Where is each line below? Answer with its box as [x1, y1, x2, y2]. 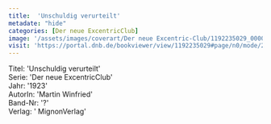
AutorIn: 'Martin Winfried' [8, 89, 94, 99]
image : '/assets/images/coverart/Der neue [8, 34, 153, 43]
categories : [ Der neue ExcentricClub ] [8, 27, 139, 35]
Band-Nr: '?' [8, 98, 49, 108]
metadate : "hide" [8, 19, 67, 27]
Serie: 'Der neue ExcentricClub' [8, 72, 113, 82]
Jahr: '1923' [8, 81, 48, 91]
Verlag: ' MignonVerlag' [8, 106, 87, 117]
